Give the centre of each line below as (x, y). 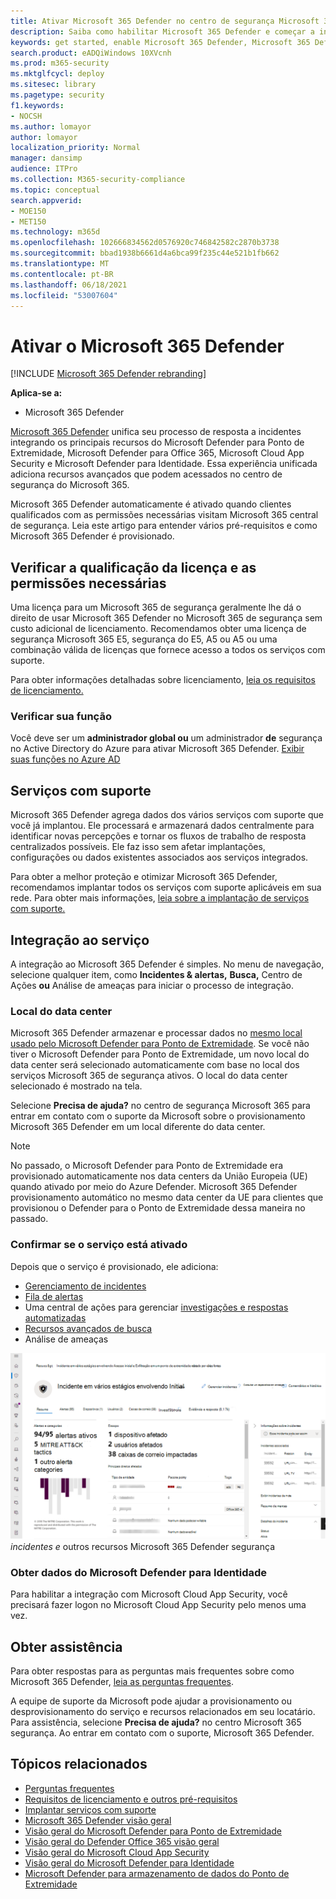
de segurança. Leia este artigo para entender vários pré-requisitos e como (164, 526)
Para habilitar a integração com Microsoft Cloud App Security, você (149, 1594)
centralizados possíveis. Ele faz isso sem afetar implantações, (138, 847)
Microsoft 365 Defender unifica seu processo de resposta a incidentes (156, 432)
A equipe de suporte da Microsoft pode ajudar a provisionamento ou (151, 1701)
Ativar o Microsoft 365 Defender (147, 346)
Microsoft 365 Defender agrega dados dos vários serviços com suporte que (167, 815)
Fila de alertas (54, 1296)
